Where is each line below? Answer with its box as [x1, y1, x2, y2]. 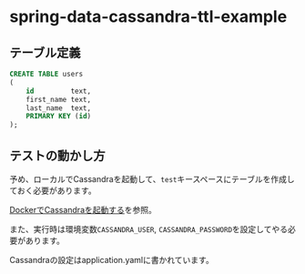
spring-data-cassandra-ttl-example [9, 6, 288, 27]
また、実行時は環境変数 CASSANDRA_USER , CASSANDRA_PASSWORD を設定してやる [9, 223, 289, 234]
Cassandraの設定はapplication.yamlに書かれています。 [9, 254, 214, 265]
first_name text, [25, 95, 92, 104]
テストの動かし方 [9, 147, 106, 163]
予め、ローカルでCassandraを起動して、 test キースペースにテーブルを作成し [9, 173, 296, 184]
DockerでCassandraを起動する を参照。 [9, 204, 158, 215]
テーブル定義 [9, 45, 81, 60]
